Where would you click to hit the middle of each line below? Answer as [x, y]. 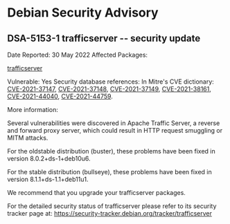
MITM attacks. [28, 138]
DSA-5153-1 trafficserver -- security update [104, 38]
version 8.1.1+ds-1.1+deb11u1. [48, 179]
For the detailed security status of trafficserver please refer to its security [112, 206]
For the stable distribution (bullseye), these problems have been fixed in [110, 172]
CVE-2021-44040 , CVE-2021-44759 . [60, 96]
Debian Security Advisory [83, 13]
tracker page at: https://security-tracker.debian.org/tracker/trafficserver [110, 213]
